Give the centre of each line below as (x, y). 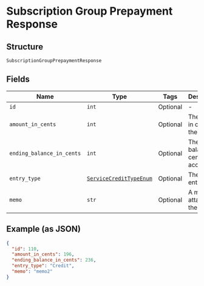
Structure (25, 47)
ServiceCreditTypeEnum (120, 178)
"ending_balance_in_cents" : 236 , (54, 260)
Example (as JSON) (43, 229)
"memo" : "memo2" (32, 271)
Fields (18, 80)
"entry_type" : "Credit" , (43, 266)
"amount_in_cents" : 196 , (43, 254)
